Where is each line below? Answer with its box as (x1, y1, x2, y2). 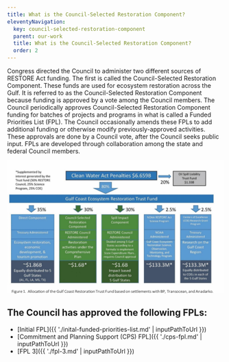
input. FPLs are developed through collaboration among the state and (7, 140, 204, 147)
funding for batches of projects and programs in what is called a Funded (7, 110, 211, 119)
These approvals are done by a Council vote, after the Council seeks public (7, 132, 219, 141)
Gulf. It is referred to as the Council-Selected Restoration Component (7, 89, 202, 97)
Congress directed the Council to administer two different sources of (7, 67, 202, 75)
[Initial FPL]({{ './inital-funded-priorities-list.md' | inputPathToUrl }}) (16, 325, 207, 333)
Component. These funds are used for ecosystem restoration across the (7, 82, 211, 89)
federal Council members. (7, 147, 81, 155)
